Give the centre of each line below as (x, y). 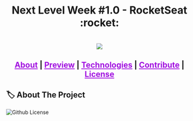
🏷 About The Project (46, 95)
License (99, 74)
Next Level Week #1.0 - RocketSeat (99, 10)
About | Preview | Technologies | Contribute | (99, 65)
